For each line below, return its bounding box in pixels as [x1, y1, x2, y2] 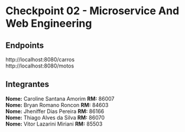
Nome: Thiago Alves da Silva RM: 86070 [5, 114, 105, 121]
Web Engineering [5, 17, 92, 30]
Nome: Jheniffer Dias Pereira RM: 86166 [5, 108, 105, 115]
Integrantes [5, 79, 50, 89]
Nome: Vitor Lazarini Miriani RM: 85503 [5, 120, 103, 127]
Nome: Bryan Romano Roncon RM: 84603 [5, 101, 109, 108]
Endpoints [5, 40, 44, 50]
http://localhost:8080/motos [5, 62, 74, 69]
